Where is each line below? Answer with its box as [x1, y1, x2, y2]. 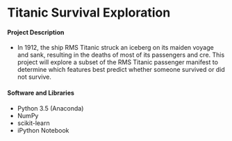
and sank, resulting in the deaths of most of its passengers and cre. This [17, 50, 225, 59]
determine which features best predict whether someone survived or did [17, 66, 226, 74]
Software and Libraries [7, 88, 75, 97]
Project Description [7, 28, 65, 36]
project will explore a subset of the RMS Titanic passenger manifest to [17, 58, 219, 66]
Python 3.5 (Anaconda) [17, 104, 84, 112]
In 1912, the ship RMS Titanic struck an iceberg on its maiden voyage [17, 44, 214, 52]
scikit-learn [17, 119, 50, 127]
